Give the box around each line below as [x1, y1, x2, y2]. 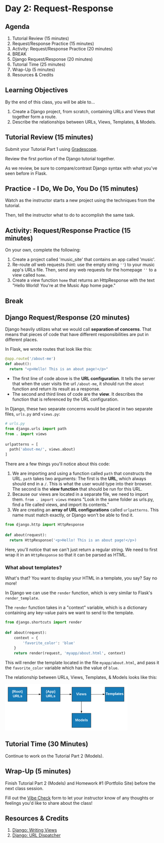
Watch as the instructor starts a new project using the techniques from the [5, 197, 155, 203]
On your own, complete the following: [5, 247, 81, 253]
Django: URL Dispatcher [12, 832, 61, 838]
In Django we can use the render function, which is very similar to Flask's [5, 590, 153, 596]
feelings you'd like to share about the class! [5, 800, 93, 806]
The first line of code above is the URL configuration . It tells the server [12, 376, 155, 382]
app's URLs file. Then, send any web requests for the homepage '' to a [12, 267, 157, 273]
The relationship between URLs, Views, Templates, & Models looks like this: [5, 674, 158, 680]
